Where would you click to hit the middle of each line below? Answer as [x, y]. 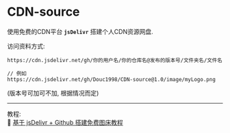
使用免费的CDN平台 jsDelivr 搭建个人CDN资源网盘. [80, 31]
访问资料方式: [26, 46]
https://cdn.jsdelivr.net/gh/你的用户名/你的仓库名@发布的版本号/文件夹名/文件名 [115, 60]
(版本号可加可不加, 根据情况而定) [53, 93]
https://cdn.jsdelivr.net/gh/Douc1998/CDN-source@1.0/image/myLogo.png [111, 79]
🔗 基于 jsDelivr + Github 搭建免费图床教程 [65, 122]
